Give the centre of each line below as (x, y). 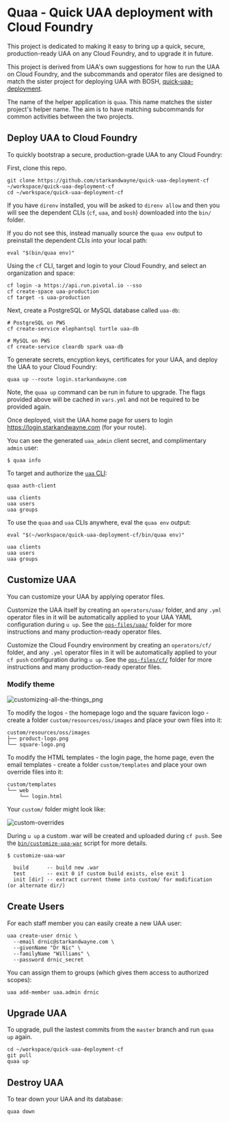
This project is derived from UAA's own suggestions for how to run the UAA (113, 67)
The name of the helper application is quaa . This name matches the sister (110, 102)
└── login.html (41, 796)
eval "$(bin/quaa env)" (41, 253)
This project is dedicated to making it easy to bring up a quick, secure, (106, 46)
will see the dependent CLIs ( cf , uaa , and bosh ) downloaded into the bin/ (109, 212)
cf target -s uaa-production (49, 297)
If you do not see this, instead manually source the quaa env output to (105, 233)
